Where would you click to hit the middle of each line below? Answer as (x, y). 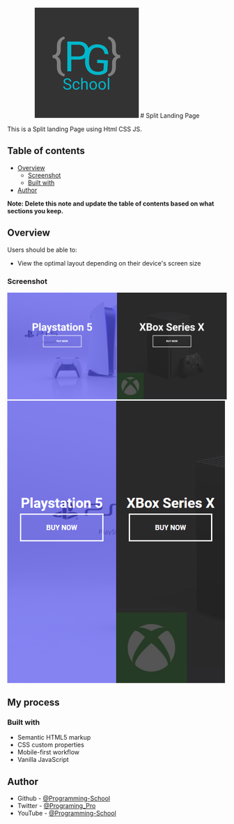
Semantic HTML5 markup (54, 738)
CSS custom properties (51, 745)
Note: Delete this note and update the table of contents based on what (111, 204)
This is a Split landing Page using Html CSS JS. (75, 129)
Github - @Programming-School (63, 798)
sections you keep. (36, 211)
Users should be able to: (42, 250)
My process (33, 702)
